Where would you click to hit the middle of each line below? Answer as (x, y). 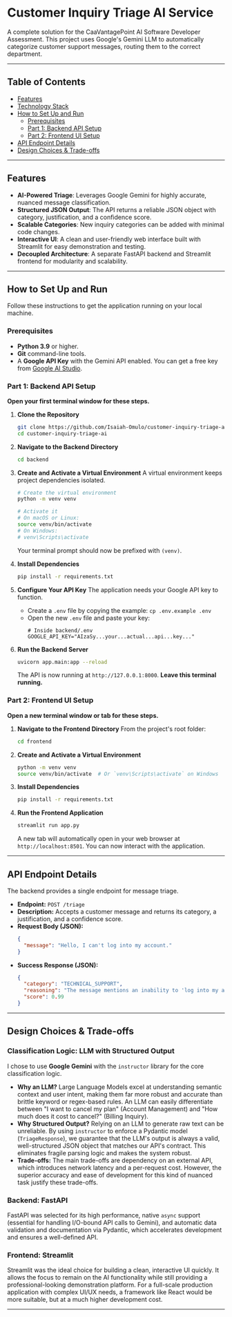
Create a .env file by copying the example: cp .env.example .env (119, 610)
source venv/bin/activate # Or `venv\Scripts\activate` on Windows (118, 774)
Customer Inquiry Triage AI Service (110, 13)
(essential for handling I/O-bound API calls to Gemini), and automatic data (112, 1222)
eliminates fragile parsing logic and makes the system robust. (104, 1153)
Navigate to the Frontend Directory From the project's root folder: (112, 729)
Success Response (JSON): (58, 965)
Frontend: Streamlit (40, 1255)
